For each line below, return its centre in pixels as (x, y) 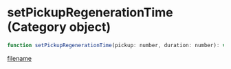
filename (20, 58)
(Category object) (59, 27)
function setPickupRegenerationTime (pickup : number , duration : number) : (113, 45)
